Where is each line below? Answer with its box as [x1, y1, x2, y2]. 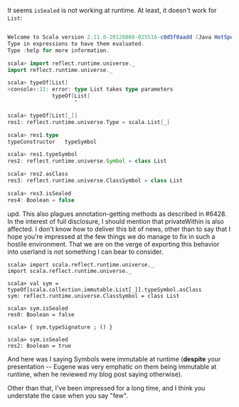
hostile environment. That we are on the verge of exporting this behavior [7, 239, 220, 248]
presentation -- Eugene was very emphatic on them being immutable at [7, 362, 217, 371]
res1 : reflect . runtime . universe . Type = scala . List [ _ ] [7, 118, 171, 125]
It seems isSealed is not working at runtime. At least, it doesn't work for [7, 6, 217, 14]
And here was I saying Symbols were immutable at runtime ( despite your [7, 354, 221, 363]
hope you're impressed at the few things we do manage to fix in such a [7, 232, 216, 241]
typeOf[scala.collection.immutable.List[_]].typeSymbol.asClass [7, 286, 202, 293]
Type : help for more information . [7, 46, 110, 54]
